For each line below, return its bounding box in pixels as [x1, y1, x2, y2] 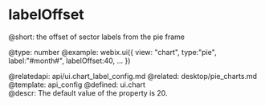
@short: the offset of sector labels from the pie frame [8, 32, 185, 41]
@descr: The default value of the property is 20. [8, 88, 168, 97]
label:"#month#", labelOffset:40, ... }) [8, 56, 131, 65]
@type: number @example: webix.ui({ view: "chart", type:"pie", [8, 47, 217, 57]
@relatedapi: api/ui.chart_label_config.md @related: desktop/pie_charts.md [8, 71, 258, 80]
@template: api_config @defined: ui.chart [8, 80, 146, 89]
